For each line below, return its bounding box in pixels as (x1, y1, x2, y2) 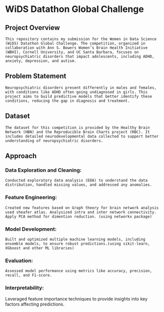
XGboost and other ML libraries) (5, 246, 75, 251)
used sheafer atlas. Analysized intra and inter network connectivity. (5, 210, 157, 215)
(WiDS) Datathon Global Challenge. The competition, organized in (5, 41, 146, 46)
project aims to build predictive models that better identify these (5, 94, 153, 99)
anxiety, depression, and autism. (5, 58, 77, 63)
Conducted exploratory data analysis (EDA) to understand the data (5, 178, 148, 183)
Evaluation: (5, 257, 33, 264)
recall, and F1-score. (5, 273, 52, 278)
